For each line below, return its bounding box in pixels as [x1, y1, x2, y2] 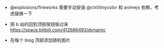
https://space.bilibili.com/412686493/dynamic [10, 27, 106, 32]
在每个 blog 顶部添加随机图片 [10, 37, 70, 43]
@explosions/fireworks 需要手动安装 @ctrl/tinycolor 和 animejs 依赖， [10, 4, 155, 10]
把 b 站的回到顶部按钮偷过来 [10, 21, 69, 27]
